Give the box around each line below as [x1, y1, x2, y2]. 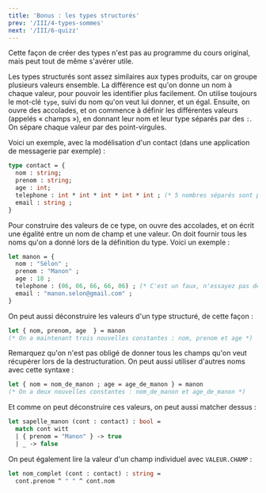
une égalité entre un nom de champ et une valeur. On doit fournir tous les [8, 229, 247, 238]
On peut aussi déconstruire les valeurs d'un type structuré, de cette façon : [8, 311, 253, 321]
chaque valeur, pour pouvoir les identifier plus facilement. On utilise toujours [8, 89, 257, 98]
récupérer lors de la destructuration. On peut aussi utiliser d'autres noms [8, 356, 245, 366]
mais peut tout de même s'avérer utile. [8, 56, 134, 66]
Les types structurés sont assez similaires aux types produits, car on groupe [8, 72, 257, 82]
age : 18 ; [15, 275, 51, 283]
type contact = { [8, 162, 66, 170]
